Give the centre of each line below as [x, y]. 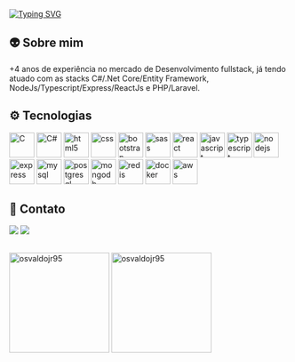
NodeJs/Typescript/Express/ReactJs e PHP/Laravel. [105, 87]
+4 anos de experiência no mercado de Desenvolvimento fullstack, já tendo [147, 68]
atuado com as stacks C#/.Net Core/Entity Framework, [109, 78]
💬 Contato [37, 209]
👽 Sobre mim [47, 43]
